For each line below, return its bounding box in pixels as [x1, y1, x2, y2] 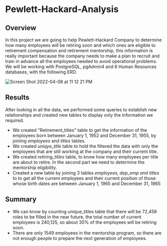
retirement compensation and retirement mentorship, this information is [5, 48, 153, 53]
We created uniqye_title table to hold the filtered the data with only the [12, 143, 158, 149]
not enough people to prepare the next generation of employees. [12, 235, 147, 241]
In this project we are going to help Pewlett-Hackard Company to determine [5, 37, 162, 43]
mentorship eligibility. [12, 165, 57, 171]
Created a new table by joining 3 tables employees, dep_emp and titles [12, 170, 159, 176]
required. [5, 117, 24, 123]
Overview [5, 24, 37, 32]
